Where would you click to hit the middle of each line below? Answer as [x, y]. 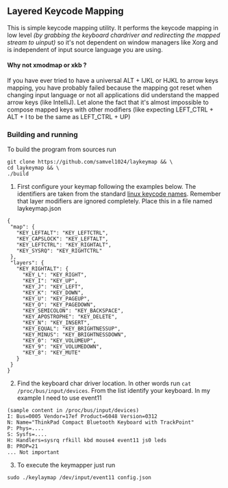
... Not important [33, 452]
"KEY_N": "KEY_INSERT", [56, 323]
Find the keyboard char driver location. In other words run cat [104, 383]
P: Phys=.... [26, 428]
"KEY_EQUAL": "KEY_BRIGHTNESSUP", [72, 329]
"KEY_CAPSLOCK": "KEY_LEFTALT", [62, 239]
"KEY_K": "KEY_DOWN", [53, 293]
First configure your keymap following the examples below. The [106, 187]
